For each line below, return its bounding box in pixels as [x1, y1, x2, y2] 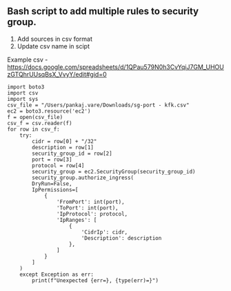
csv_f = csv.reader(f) [7, 120, 72, 126]
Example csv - [7, 55, 48, 64]
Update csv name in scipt [17, 41, 90, 50]
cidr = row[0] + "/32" [32, 138, 97, 144]
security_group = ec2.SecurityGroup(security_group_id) [32, 168, 196, 175]
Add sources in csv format [17, 35, 93, 43]
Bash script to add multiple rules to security [7, 6, 199, 17]
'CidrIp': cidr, [81, 228, 128, 236]
